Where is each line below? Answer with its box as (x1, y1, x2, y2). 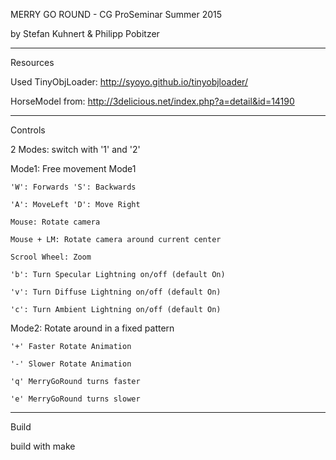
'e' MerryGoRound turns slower (10, 394, 141, 404)
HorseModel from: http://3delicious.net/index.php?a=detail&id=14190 (10, 95, 295, 107)
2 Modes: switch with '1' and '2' (10, 144, 141, 155)
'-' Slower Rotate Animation (10, 359, 132, 369)
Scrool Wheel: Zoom (10, 252, 92, 262)
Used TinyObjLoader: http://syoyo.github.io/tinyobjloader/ (10, 76, 248, 88)
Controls (10, 124, 46, 136)
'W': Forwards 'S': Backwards (10, 182, 137, 192)
